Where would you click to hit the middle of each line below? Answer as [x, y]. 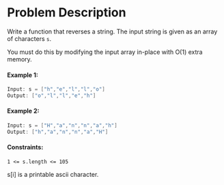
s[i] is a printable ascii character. [53, 175]
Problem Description [67, 13]
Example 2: [23, 111]
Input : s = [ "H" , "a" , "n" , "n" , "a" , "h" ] [62, 126]
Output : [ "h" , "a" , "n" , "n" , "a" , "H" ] [58, 132]
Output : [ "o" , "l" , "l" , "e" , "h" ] [52, 96]
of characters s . [29, 38]
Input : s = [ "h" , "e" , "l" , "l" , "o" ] [56, 89]
